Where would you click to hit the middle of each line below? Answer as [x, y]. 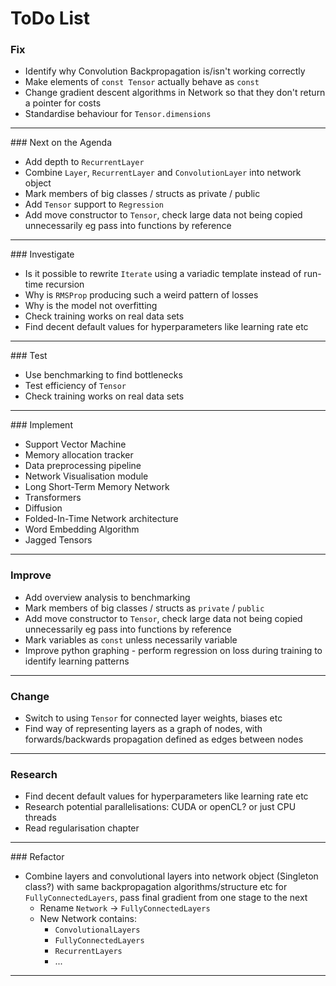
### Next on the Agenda [61, 143]
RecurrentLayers [88, 952]
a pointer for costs [63, 103]
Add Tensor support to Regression [94, 204]
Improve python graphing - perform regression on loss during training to [173, 650]
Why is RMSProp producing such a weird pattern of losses [141, 295]
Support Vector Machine [75, 444]
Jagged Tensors [58, 540]
